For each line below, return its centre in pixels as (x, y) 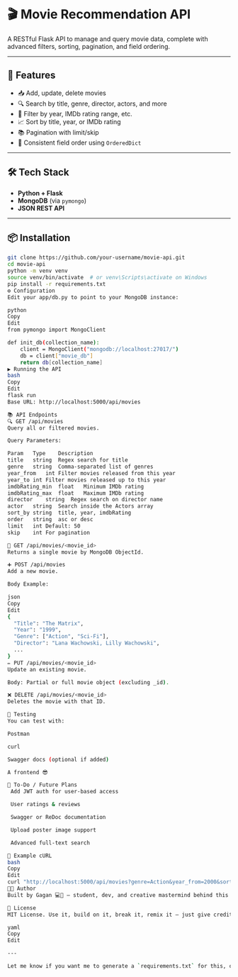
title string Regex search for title (68, 460)
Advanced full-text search (50, 843)
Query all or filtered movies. (53, 428)
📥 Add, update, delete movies (62, 93)
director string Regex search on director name (85, 500)
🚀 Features (32, 76)
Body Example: (28, 584)
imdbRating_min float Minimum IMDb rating (75, 486)
